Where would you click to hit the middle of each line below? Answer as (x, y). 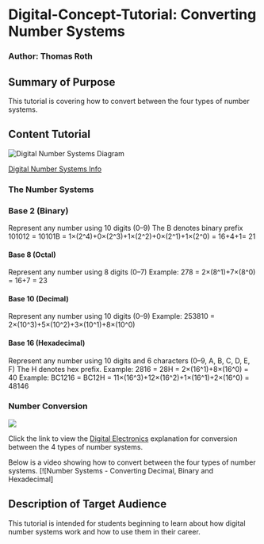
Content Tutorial (50, 134)
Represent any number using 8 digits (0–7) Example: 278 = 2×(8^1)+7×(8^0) (132, 272)
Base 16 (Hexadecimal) (47, 343)
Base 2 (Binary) (38, 210)
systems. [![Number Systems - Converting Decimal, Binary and (111, 470)
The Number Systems (51, 190)
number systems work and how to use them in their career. (104, 531)
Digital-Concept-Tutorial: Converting (132, 15)
